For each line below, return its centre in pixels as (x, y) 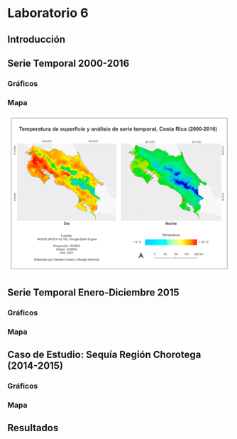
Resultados (33, 428)
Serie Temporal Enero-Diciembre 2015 (93, 292)
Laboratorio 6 (48, 13)
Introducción (37, 39)
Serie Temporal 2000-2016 (68, 63)
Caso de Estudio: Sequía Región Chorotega (104, 355)
